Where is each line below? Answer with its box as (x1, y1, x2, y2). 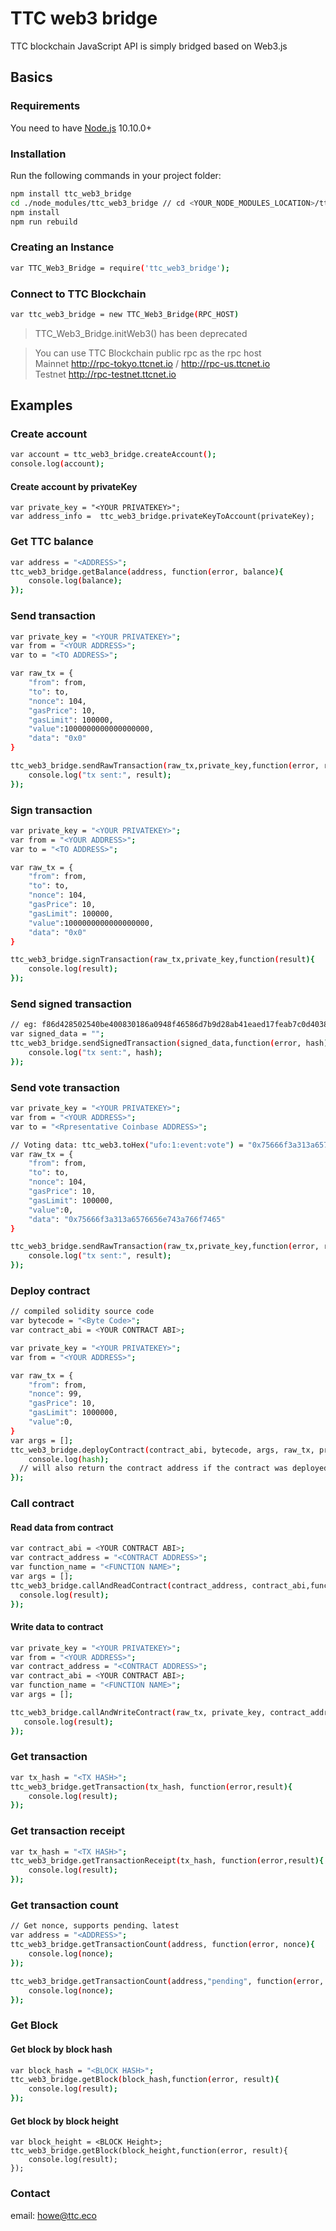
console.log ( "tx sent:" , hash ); (28, 1047, 163, 1057)
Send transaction (10, 609, 96, 623)
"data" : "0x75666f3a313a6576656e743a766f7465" (28, 1214, 226, 1224)
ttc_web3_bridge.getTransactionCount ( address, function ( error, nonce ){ (10, 1940, 315, 1950)
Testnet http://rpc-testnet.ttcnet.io (34, 368, 177, 380)
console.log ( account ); (10, 459, 105, 469)
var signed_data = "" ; (10, 1029, 105, 1039)
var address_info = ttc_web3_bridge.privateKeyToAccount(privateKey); (10, 512, 315, 522)
